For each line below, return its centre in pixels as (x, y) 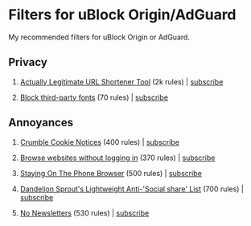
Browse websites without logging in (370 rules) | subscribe (117, 158)
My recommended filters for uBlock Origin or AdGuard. (99, 37)
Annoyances (41, 123)
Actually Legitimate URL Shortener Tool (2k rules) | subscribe (121, 81)
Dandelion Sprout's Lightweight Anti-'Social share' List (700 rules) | (132, 189)
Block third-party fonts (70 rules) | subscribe (94, 97)
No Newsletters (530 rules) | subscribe (84, 213)
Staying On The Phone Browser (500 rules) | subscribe (111, 173)
